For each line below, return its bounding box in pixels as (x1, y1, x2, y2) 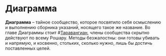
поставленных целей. (5, 45, 51, 51)
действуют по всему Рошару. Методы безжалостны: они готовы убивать (5, 35, 160, 41)
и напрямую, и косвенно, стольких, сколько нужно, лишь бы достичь (5, 40, 153, 46)
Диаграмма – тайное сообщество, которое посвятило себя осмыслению (5, 19, 161, 25)
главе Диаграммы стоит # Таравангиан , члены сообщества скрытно (5, 29, 150, 35)
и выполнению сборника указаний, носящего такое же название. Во (5, 24, 151, 30)
